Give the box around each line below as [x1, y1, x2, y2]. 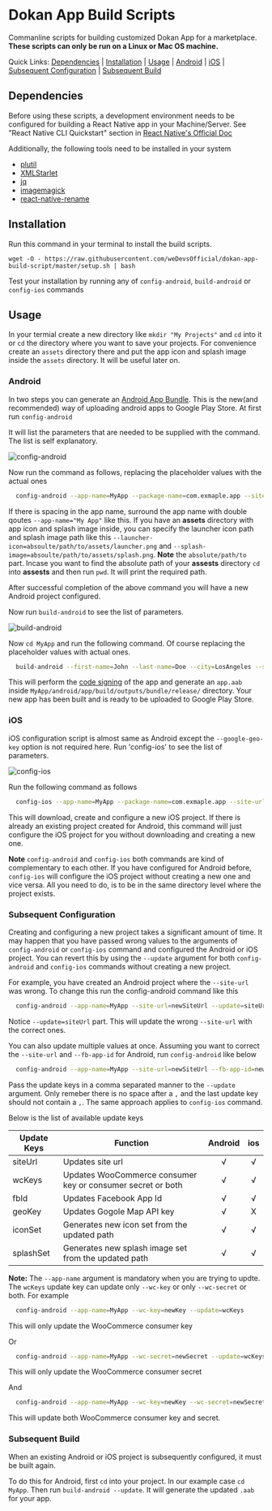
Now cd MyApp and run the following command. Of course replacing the [8, 638, 245, 648]
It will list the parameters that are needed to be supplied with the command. [8, 427, 261, 437]
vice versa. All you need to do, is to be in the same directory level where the [8, 879, 261, 890]
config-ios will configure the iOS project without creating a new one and [8, 871, 251, 881]
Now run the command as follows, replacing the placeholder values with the [8, 467, 262, 477]
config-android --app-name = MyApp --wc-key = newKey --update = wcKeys [15, 1306, 244, 1315]
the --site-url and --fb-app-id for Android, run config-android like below [8, 1049, 257, 1059]
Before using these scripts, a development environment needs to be [8, 110, 235, 120]
